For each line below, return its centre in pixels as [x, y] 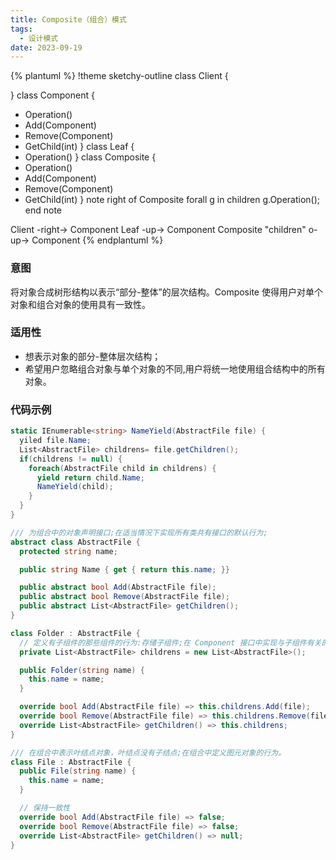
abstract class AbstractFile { [75, 542]
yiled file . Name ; [55, 441]
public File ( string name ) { [78, 771]
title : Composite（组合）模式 [68, 19]
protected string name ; [68, 551]
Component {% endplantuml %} [97, 240]
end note [43, 210]
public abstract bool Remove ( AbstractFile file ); [124, 597]
